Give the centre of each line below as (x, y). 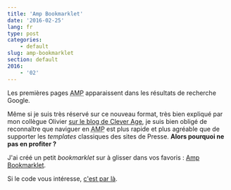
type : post (23, 33)
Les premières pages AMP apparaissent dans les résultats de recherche (112, 93)
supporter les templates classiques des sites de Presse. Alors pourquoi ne (116, 136)
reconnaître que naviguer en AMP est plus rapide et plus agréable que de (114, 129)
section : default (33, 60)
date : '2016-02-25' (36, 20)
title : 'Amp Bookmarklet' (45, 14)
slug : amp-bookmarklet (40, 53)
